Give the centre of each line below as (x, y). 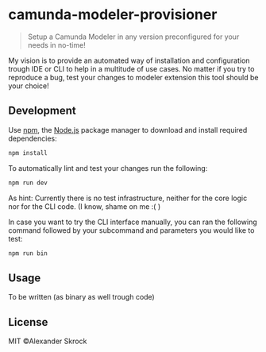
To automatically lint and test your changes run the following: (108, 168)
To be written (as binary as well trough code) (81, 297)
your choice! (29, 86)
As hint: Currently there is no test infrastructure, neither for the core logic (128, 198)
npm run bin (28, 253)
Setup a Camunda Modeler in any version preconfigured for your (133, 37)
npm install (28, 153)
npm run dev (28, 183)
